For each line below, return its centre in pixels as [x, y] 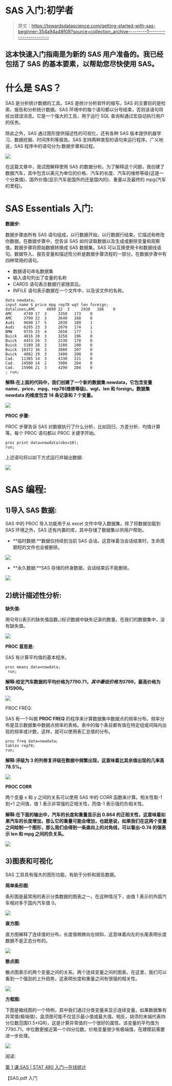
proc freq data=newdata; [32, 741]
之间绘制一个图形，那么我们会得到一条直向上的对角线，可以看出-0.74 [79, 828]
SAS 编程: [26, 490]
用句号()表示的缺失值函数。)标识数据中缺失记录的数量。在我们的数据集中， [83, 620]
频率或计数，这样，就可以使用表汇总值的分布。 [63, 732]
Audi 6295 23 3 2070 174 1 [49, 327]
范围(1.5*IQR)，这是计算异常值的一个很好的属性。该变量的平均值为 [89, 1023]
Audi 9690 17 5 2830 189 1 [49, 323]
